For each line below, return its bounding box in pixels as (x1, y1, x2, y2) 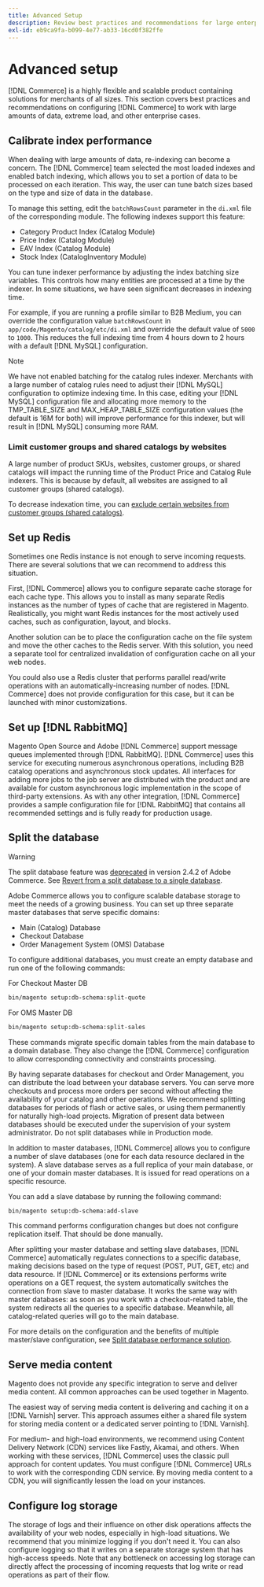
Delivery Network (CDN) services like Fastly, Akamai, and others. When (8, 1443, 240, 1452)
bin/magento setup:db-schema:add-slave (8, 1207, 139, 1215)
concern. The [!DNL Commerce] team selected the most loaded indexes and (8, 163, 255, 173)
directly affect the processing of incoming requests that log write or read (8, 1562, 244, 1571)
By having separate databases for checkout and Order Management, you (8, 1069, 244, 1079)
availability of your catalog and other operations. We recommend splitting (8, 1094, 246, 1104)
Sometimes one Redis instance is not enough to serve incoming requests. (8, 552, 246, 561)
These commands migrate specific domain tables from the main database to (8, 1037, 255, 1046)
